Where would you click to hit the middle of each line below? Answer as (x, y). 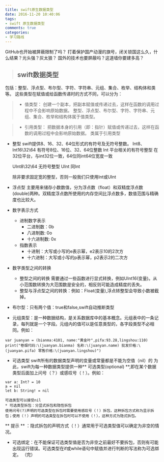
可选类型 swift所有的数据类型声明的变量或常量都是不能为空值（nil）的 (82, 360)
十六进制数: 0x (41, 239)
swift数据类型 (38, 75)
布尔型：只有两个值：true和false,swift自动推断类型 (63, 307)
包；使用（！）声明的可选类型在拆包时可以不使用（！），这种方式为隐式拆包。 (72, 416)
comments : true (21, 28)
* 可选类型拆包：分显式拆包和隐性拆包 (39, 405)
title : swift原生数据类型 (29, 10)
